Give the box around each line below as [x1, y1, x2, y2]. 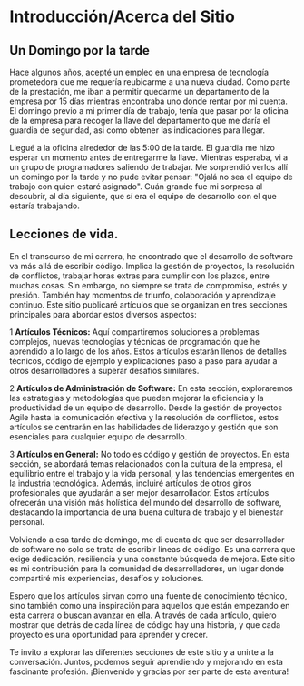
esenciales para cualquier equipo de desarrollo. [9, 430, 188, 442]
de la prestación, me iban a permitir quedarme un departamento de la [9, 86, 270, 96]
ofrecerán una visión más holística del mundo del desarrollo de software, [9, 497, 282, 508]
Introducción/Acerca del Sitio [9, 6, 236, 27]
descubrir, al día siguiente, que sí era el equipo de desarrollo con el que [9, 191, 277, 201]
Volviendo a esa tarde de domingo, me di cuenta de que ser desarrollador [9, 534, 285, 545]
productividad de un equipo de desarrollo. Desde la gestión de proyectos [9, 402, 283, 413]
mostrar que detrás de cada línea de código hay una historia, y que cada [9, 619, 281, 630]
